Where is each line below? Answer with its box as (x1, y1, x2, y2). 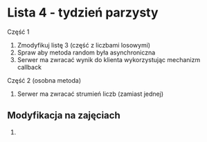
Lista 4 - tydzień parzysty (7, 5, 159, 21)
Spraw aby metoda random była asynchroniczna (17, 48, 156, 57)
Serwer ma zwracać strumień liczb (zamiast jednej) (17, 90, 164, 98)
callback (17, 63, 42, 71)
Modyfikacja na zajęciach (7, 110, 120, 121)
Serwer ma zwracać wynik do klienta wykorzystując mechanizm (17, 55, 201, 63)
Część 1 (7, 28, 30, 36)
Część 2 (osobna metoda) (7, 76, 82, 84)
